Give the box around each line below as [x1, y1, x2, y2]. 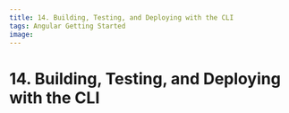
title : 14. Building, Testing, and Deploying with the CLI [9, 13, 234, 22]
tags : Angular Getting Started [9, 22, 126, 30]
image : [9, 30, 34, 39]
